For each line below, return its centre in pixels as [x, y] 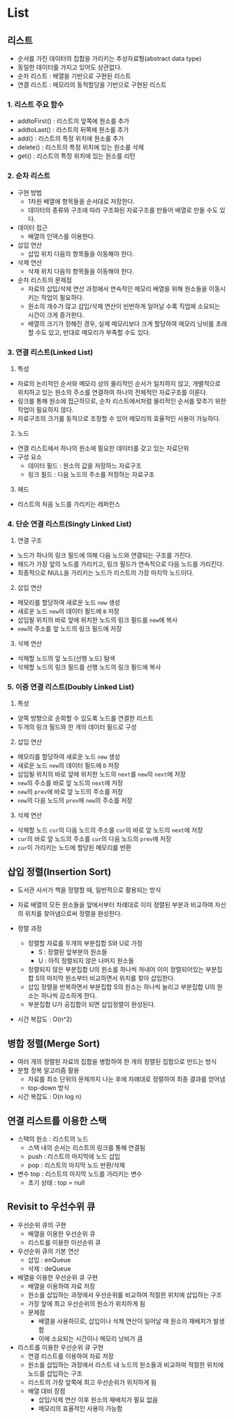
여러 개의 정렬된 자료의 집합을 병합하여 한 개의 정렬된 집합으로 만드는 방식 [117, 1062]
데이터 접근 [32, 227]
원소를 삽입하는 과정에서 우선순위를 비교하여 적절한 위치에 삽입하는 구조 [125, 1295]
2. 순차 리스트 [29, 176]
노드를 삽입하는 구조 [55, 1373]
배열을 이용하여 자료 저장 [61, 1286]
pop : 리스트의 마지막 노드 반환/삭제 [76, 1165]
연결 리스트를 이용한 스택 [57, 1121]
